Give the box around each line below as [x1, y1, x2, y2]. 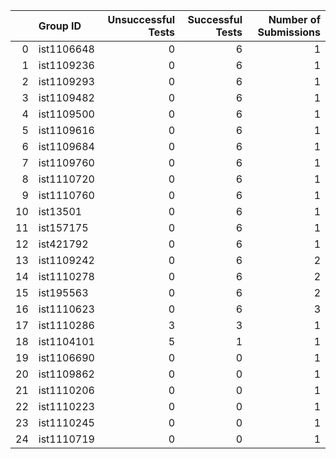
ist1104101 [38, 335, 95, 348]
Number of [268, 13, 321, 26]
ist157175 [38, 221, 89, 234]
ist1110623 [38, 302, 95, 316]
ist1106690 [38, 351, 95, 364]
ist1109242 [38, 254, 95, 267]
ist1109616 [38, 124, 95, 137]
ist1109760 [38, 156, 95, 169]
